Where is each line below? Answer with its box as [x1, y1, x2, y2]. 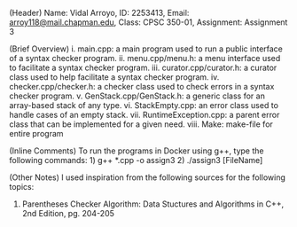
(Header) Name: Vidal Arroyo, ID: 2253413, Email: [9, 8, 190, 18]
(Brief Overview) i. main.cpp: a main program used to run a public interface [9, 43, 284, 54]
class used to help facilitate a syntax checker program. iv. [9, 72, 220, 82]
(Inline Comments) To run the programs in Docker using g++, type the [9, 145, 264, 156]
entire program [9, 129, 64, 138]
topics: [9, 182, 35, 192]
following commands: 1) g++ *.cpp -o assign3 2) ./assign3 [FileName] [9, 155, 263, 165]
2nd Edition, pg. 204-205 [21, 208, 115, 218]
